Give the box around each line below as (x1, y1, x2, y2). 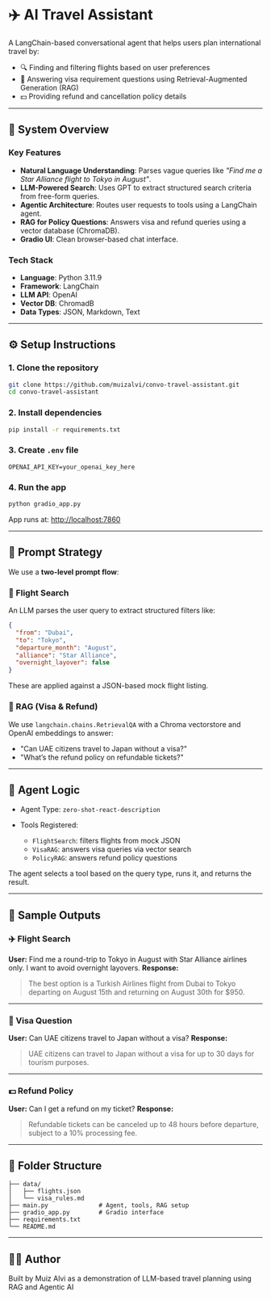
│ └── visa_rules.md (8, 1194, 85, 1203)
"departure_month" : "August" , (15, 643, 117, 652)
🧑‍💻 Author (8, 1252, 61, 1266)
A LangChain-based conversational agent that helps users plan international (8, 37, 261, 48)
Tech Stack (8, 255, 54, 266)
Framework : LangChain (19, 281, 99, 291)
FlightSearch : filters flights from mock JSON (31, 836, 181, 846)
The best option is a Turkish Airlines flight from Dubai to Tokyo (27, 978, 236, 989)
